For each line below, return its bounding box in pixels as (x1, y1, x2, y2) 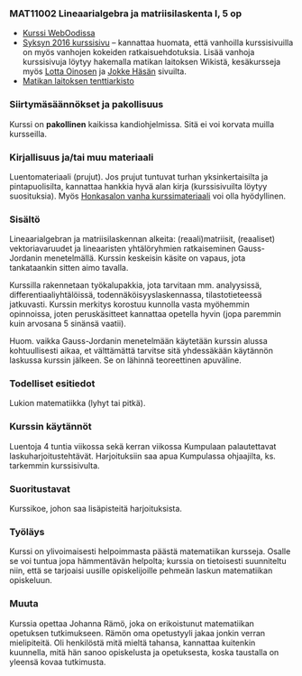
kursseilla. (9, 128, 48, 139)
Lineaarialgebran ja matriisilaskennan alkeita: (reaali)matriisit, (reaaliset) (9, 234, 276, 245)
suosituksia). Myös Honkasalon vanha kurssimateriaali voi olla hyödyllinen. (9, 190, 287, 201)
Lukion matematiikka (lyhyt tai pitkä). (9, 398, 146, 409)
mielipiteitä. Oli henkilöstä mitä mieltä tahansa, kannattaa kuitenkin (9, 637, 256, 648)
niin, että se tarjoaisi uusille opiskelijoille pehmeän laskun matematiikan (9, 565, 273, 576)
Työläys (9, 526, 45, 538)
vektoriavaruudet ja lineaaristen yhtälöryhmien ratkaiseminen (9, 243, 236, 255)
